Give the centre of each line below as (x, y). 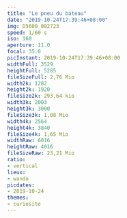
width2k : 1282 (27, 83)
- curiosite (24, 204)
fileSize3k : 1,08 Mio (38, 115)
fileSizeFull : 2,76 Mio (41, 77)
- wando (18, 178)
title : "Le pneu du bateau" (47, 13)
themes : (18, 198)
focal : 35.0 (24, 52)
